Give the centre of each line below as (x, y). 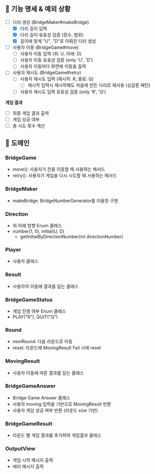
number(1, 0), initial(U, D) (38, 231)
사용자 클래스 (25, 261)
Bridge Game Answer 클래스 (41, 397)
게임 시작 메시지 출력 (33, 460)
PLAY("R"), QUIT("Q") (35, 317)
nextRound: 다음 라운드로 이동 (43, 342)
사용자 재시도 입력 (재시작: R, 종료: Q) (57, 79)
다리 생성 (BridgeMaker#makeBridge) (51, 22)
